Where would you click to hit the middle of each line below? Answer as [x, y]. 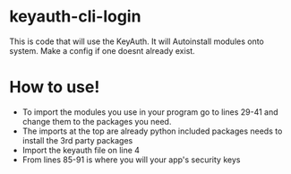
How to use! [55, 87]
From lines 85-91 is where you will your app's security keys [131, 160]
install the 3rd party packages [77, 140]
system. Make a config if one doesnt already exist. [102, 50]
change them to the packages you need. [97, 121]
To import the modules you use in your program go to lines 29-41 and [150, 112]
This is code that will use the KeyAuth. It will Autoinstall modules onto [137, 41]
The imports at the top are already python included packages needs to [152, 131]
